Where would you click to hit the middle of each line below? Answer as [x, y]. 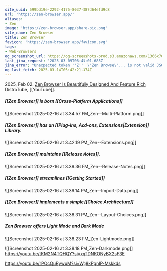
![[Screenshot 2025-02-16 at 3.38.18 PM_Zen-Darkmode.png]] [69, 248]
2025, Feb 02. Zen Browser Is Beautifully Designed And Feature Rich [75, 84]
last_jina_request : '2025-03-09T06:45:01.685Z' [55, 61]
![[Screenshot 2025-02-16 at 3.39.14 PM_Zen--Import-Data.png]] [72, 190]
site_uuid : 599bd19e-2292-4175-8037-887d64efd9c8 [58, 10]
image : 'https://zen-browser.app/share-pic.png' [56, 28]
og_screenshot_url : [25, 56]
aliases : [14, 19]
